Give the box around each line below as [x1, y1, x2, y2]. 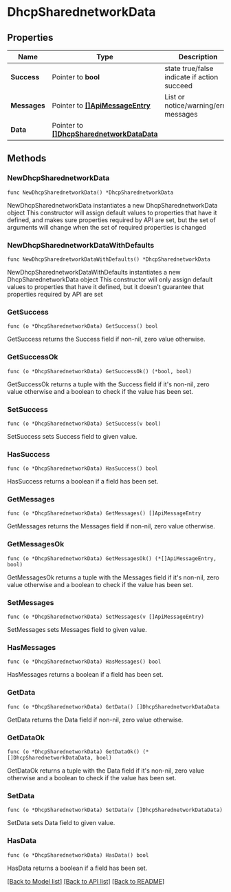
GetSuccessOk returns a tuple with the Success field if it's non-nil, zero [7, 380, 210, 388]
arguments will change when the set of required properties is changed [7, 223, 206, 231]
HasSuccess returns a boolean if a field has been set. [7, 477, 159, 486]
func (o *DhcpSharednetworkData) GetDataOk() [7, 748, 140, 755]
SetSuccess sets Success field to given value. [7, 432, 137, 440]
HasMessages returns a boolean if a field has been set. [7, 671, 164, 679]
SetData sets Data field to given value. [7, 819, 115, 827]
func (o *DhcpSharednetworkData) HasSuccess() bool [7, 465, 158, 473]
